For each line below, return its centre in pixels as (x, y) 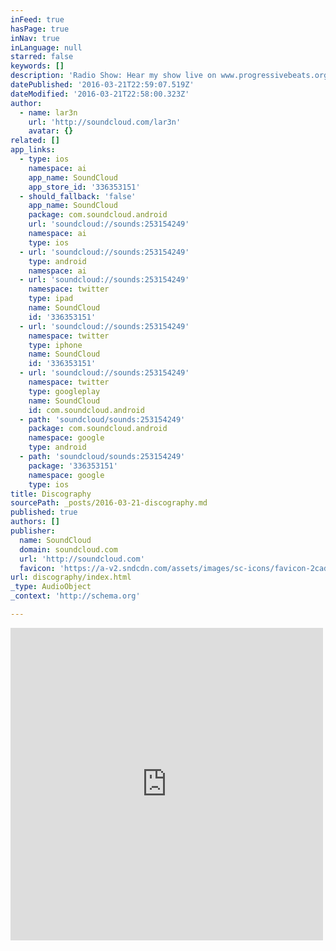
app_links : (33, 150)
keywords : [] (37, 66)
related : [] (35, 141)
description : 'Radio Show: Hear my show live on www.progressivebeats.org (169, 76)
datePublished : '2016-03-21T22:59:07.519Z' (102, 85)
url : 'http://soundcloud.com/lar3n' (105, 122)
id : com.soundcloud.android (86, 410)
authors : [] (35, 522)
